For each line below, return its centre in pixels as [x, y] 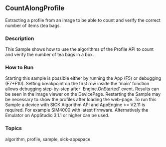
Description [20, 38]
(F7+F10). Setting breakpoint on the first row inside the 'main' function [77, 84]
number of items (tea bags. [33, 25]
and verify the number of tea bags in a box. [50, 55]
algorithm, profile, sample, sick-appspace [48, 139]
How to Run [19, 68]
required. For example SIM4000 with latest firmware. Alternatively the [77, 110]
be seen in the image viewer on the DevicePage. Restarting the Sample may [83, 94]
